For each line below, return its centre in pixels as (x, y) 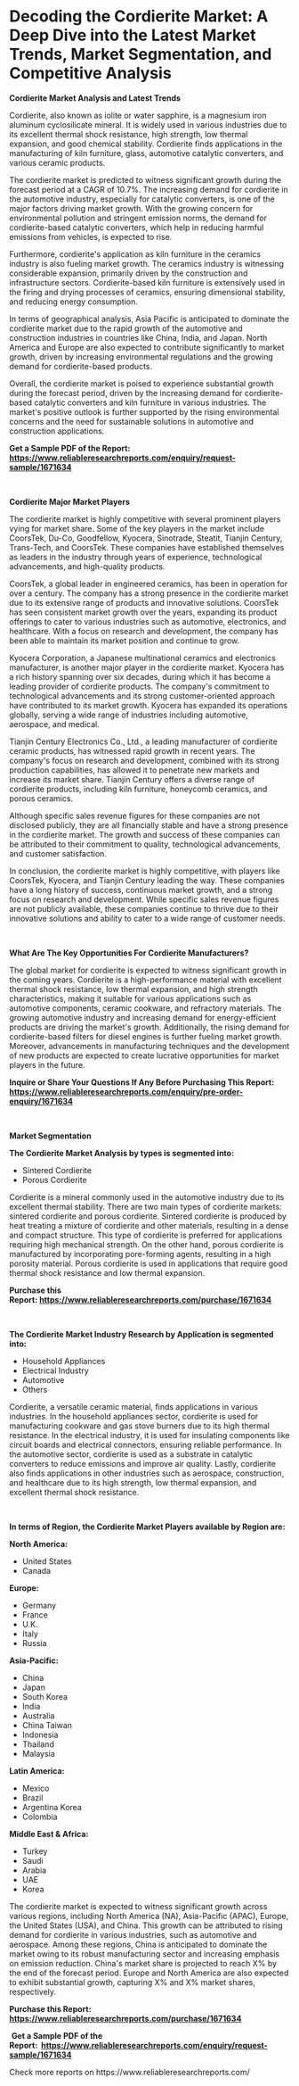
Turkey (35, 1851)
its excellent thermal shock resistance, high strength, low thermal (129, 134)
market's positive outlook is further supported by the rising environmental (144, 411)
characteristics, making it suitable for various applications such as (130, 998)
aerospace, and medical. (54, 724)
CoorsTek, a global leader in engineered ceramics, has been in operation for (149, 584)
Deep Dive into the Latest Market (133, 35)
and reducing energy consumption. (73, 302)
